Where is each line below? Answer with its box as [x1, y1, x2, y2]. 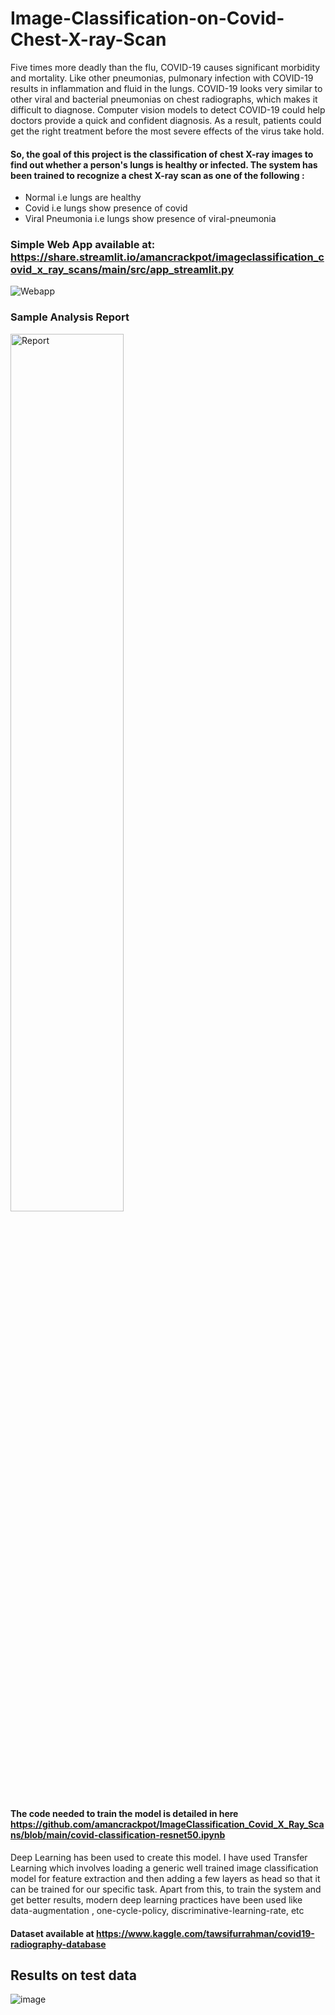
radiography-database [10, 1938, 107, 1950]
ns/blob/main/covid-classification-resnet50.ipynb [10, 1829, 226, 1841]
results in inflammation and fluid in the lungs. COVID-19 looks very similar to [10, 82, 323, 94]
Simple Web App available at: [10, 238, 156, 252]
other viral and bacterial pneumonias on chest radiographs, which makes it [10, 93, 318, 105]
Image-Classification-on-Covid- [10, 7, 285, 30]
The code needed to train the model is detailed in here [10, 1808, 239, 1820]
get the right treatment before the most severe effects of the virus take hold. [10, 125, 325, 137]
